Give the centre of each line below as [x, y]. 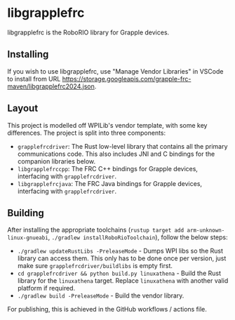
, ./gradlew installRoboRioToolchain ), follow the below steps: [138, 237]
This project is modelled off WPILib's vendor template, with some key [107, 125]
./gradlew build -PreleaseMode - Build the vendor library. [101, 295]
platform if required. [46, 288]
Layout [23, 108]
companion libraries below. [56, 161]
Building [26, 213]
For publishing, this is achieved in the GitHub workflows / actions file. [107, 309]
